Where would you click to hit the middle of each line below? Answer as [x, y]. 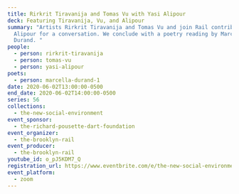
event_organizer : [33, 133]
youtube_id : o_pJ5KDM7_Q [44, 160]
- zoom [23, 179]
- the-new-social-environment [58, 113]
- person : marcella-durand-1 [57, 80]
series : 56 [23, 100]
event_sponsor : [30, 119]
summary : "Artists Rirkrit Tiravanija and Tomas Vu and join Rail [108, 27]
